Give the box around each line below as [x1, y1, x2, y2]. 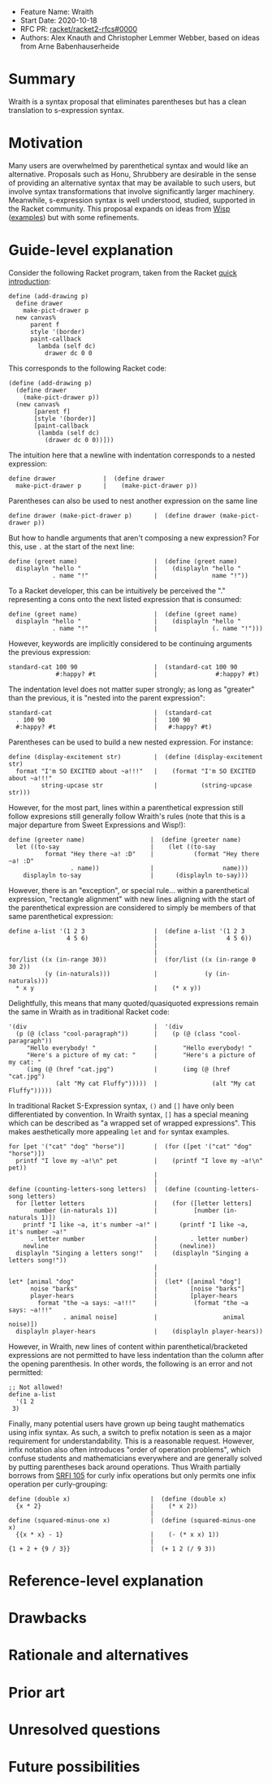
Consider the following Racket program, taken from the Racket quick [8, 267, 237, 277]
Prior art [8, 1683, 65, 1702]
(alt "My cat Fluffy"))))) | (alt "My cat [55, 1079, 256, 1087]
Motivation [8, 134, 84, 153]
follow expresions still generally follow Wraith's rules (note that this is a [8, 811, 246, 821]
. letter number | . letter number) [29, 1234, 249, 1243]
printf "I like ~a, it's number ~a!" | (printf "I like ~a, [23, 1221, 249, 1229]
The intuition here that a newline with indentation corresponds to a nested [8, 450, 256, 460]
